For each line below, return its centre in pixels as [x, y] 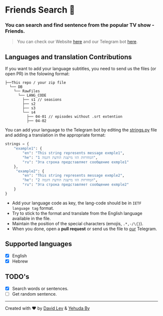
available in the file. [31, 218]
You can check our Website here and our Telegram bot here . [77, 42]
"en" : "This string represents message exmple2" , [73, 176]
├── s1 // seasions [42, 100]
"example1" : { [28, 149]
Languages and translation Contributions [68, 57]
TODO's [17, 277]
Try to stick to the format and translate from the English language [77, 213]
